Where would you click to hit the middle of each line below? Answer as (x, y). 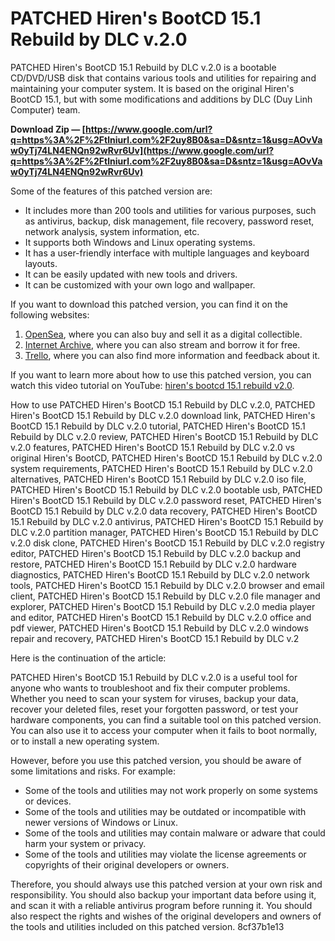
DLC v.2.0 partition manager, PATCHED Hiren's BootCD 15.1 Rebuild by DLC (164, 532)
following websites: (50, 314)
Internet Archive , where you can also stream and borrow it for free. (162, 344)
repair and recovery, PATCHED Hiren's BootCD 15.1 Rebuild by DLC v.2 (155, 638)
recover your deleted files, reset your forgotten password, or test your (154, 709)
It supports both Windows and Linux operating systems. (140, 242)
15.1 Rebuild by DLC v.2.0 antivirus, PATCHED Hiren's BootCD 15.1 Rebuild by (167, 521)
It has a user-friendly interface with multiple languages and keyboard (167, 253)
